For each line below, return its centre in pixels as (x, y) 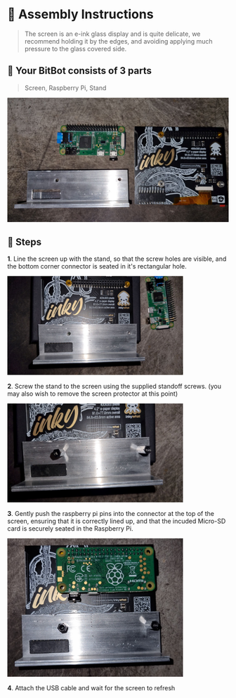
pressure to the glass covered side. (76, 49)
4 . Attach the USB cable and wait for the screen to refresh (91, 687)
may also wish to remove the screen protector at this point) (93, 394)
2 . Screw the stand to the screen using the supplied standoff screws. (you (114, 387)
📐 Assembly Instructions (80, 14)
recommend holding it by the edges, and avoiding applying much (118, 41)
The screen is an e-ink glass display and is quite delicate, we (112, 34)
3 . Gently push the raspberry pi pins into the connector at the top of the (111, 514)
